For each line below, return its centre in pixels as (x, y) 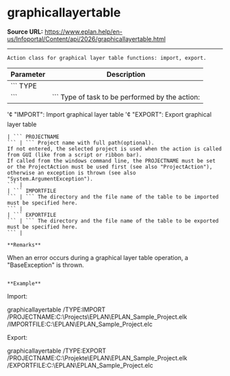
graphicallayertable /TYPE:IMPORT (56, 309)
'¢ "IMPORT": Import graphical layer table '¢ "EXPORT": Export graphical (110, 114)
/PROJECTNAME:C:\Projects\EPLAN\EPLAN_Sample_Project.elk (97, 316)
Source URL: (25, 32)
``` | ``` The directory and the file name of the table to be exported (113, 221)
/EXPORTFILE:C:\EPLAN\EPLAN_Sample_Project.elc (80, 365)
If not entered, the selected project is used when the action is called (115, 149)
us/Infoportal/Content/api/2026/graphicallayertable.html (87, 38)
